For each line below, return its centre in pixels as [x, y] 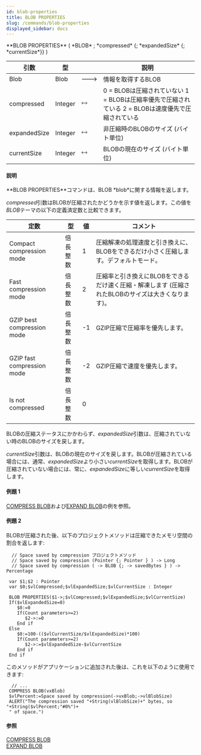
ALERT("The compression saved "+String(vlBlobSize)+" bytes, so [90, 701]
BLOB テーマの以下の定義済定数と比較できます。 [65, 210]
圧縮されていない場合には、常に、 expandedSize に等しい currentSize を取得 [98, 469]
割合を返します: [25, 543]
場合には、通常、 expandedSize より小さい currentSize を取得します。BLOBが [100, 462]
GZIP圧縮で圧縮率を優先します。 [141, 328]
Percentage [20, 571]
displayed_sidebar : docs [37, 28]
